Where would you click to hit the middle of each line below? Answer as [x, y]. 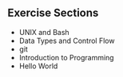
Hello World [38, 66]
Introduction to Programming [66, 57]
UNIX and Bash [44, 32]
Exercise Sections [53, 13]
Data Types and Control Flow [67, 40]
